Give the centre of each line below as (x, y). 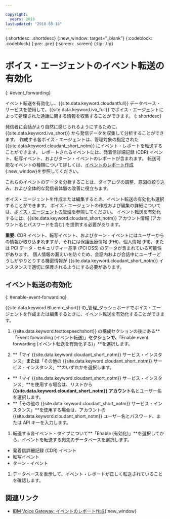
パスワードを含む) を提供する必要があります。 (75, 224)
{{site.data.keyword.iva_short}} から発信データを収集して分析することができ (85, 133)
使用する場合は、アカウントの (75, 410)
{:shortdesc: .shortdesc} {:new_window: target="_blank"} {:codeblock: (79, 38)
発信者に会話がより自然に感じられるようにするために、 (63, 127)
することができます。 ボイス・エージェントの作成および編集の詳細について (83, 206)
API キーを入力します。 (47, 423)
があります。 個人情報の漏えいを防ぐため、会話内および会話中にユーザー (81, 254)
